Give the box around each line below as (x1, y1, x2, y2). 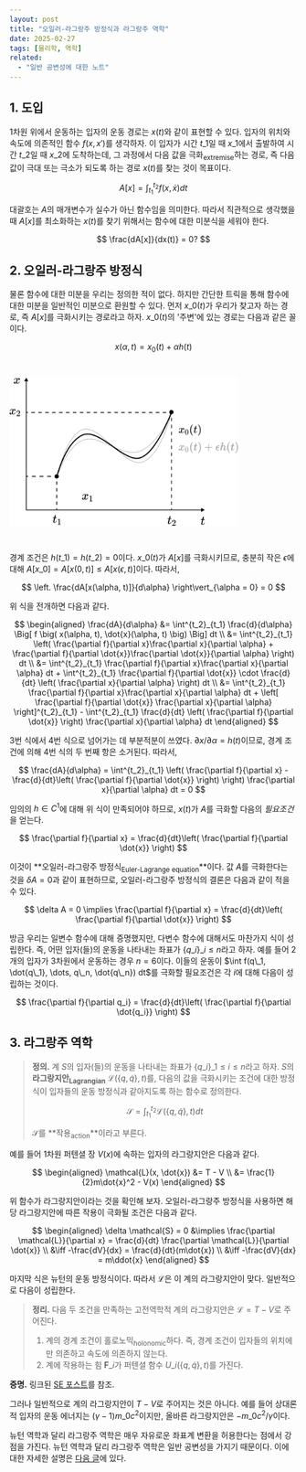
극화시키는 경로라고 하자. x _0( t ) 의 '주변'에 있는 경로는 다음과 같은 (56, 312, 288, 323)
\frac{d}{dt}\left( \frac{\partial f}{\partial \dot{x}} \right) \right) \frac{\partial (12, 773, 295, 785)
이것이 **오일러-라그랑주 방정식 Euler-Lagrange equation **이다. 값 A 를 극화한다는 (9, 861, 289, 875)
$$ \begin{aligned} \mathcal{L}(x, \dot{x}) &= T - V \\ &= (31, 1167, 245, 1179)
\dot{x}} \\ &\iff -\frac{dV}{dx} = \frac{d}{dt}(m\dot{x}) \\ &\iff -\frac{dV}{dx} (10, 1244, 297, 1256)
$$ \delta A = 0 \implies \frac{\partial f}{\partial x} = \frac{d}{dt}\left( (24, 904, 283, 915)
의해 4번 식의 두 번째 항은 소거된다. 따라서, (26, 746, 178, 757)
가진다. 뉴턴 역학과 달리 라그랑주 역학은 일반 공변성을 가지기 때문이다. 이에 (26, 1441, 290, 1452)
